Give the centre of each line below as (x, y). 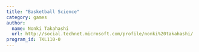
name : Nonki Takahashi (40, 28)
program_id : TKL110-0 (34, 39)
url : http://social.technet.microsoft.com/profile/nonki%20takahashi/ (103, 34)
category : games (27, 17)
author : (16, 23)
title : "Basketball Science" (43, 12)
